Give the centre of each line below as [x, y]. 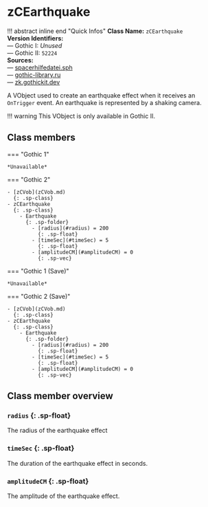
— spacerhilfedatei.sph [40, 67]
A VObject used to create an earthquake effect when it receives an [101, 95]
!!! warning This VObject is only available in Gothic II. [81, 116]
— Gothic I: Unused [35, 45]
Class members [41, 138]
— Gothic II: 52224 [32, 53]
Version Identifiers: [35, 38]
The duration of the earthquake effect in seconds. [78, 463]
